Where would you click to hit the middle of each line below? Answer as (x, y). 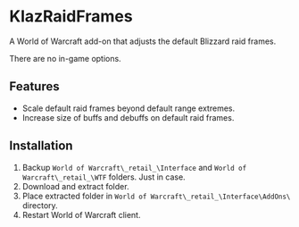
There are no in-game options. (66, 58)
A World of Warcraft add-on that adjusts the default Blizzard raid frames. (143, 41)
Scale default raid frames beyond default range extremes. (128, 108)
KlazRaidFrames (71, 17)
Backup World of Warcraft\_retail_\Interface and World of (134, 167)
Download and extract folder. (75, 186)
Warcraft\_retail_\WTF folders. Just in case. (104, 177)
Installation (41, 146)
